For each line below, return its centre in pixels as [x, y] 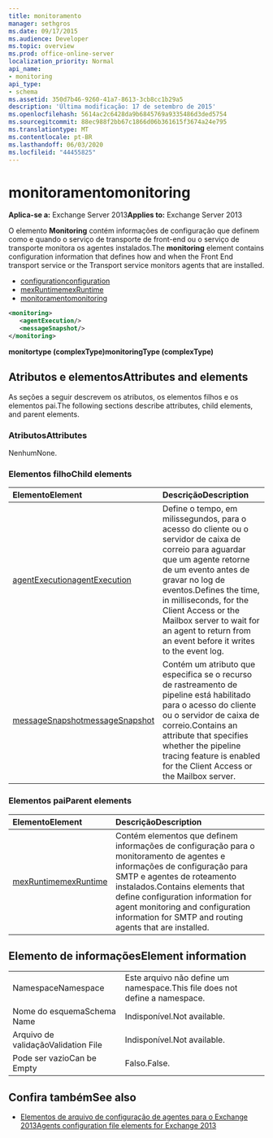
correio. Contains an [200, 725]
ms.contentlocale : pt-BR [50, 137]
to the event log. [193, 651]
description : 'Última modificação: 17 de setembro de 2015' [113, 107]
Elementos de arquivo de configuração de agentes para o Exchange [134, 1117]
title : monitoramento [45, 16]
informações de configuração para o [185, 846]
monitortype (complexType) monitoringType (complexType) [111, 352]
